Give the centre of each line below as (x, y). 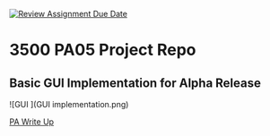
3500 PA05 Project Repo (103, 50)
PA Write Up (32, 122)
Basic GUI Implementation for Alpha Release (135, 83)
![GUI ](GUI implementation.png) (69, 104)
